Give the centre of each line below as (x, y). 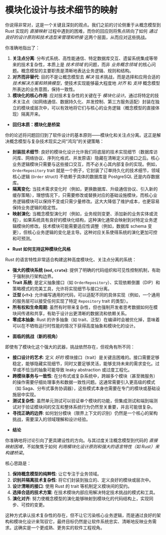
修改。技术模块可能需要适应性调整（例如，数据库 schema (88, 226)
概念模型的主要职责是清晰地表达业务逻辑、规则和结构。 (77, 70)
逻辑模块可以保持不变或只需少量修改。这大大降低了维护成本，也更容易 (88, 201)
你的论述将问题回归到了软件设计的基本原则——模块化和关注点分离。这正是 (81, 135)
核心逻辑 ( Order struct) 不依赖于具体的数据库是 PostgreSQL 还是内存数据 (86, 176)
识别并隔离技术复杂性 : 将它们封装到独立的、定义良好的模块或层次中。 (83, 480)
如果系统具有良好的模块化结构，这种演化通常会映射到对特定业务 (88, 220)
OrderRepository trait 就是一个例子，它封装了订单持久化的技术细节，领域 (86, 170)
